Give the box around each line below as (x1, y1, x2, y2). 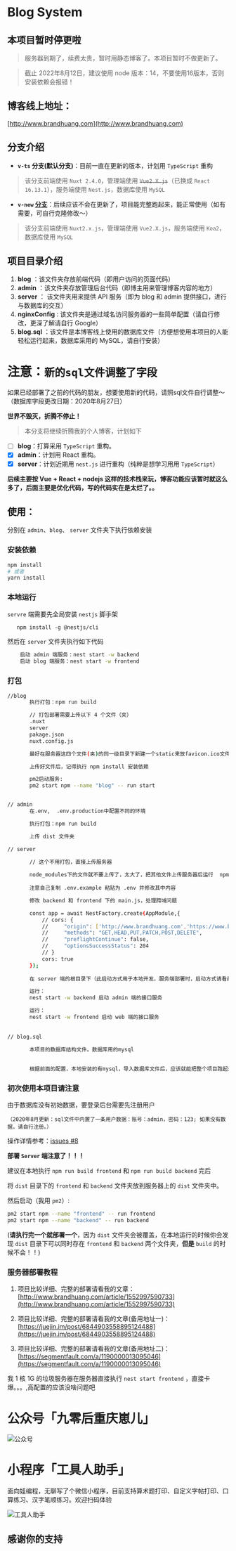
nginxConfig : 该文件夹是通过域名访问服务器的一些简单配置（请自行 (17, 310, 214, 318)
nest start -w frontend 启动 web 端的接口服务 (29, 1013, 159, 1021)
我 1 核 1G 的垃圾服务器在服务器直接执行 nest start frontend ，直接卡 (7, 1375, 211, 1383)
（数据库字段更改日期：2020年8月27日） (7, 397, 126, 405)
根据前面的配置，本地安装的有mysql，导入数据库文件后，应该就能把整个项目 (29, 1065, 218, 1072)
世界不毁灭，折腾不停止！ (7, 412, 81, 420)
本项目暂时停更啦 (7, 34, 81, 46)
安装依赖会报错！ (24, 78, 74, 86)
